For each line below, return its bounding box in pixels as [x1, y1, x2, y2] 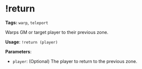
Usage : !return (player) [5, 38, 58, 45]
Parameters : [5, 48, 32, 54]
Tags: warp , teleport [5, 19, 49, 25]
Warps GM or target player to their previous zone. [5, 29, 109, 35]
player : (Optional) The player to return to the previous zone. [12, 58, 137, 64]
